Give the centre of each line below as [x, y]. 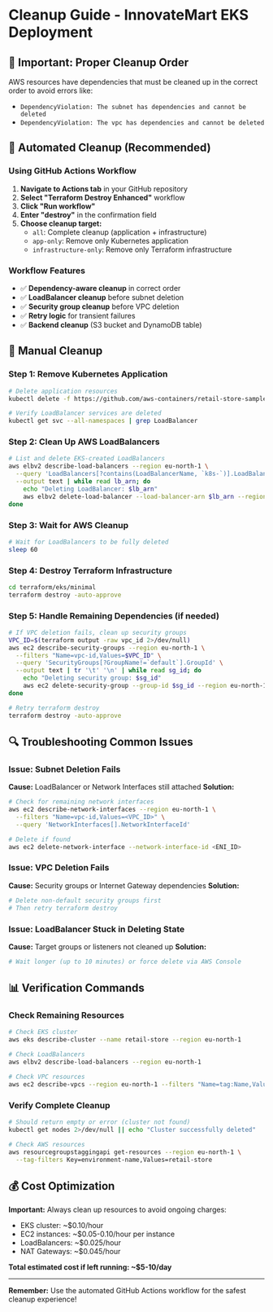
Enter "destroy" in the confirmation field [88, 214]
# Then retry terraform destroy [63, 908]
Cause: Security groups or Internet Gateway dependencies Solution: [124, 885]
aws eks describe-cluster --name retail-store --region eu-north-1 [125, 1040]
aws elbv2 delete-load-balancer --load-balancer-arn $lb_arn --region [145, 496]
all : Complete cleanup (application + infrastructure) [119, 232]
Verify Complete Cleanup [59, 1105]
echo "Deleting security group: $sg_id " [92, 678]
